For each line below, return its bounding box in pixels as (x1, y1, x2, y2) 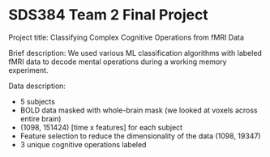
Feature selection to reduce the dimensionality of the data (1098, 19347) (19, 131, 261, 141)
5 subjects (19, 96, 55, 106)
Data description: (8, 81, 66, 91)
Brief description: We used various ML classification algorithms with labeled (8, 48, 262, 57)
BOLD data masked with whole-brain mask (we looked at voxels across (19, 105, 258, 115)
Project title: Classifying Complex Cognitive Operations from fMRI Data (8, 32, 245, 42)
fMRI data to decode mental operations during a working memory (8, 57, 227, 66)
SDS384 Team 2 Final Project (8, 6, 208, 24)
